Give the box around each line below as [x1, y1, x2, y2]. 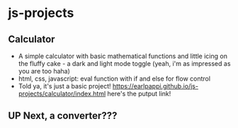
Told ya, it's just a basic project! [18, 82, 111, 90]
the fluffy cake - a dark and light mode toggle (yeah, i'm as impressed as [18, 59, 231, 68]
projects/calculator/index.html [18, 90, 106, 98]
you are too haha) [18, 67, 70, 75]
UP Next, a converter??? [8, 110, 118, 122]
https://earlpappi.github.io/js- [112, 82, 199, 90]
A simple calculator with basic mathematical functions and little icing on [18, 52, 227, 60]
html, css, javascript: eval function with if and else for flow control [18, 74, 211, 83]
